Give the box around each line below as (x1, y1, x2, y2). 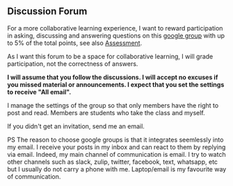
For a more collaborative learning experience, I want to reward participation (7, 24, 223, 32)
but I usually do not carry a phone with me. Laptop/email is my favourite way (7, 164, 227, 173)
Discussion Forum (7, 6, 88, 17)
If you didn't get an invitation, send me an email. (7, 121, 145, 130)
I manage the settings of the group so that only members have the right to (7, 101, 219, 110)
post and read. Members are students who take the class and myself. (7, 108, 205, 117)
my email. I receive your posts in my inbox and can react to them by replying (7, 142, 226, 151)
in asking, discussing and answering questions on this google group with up (7, 31, 225, 40)
